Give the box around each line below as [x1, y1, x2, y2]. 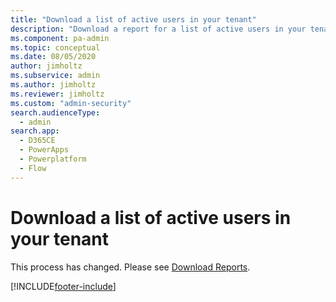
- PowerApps [19, 145, 70, 155]
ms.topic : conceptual [10, 42, 101, 53]
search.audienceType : [10, 107, 101, 118]
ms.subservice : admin [10, 71, 101, 81]
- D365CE [19, 136, 56, 146]
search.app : [10, 126, 60, 136]
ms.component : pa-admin [10, 33, 110, 43]
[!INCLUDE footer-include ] [10, 280, 117, 292]
